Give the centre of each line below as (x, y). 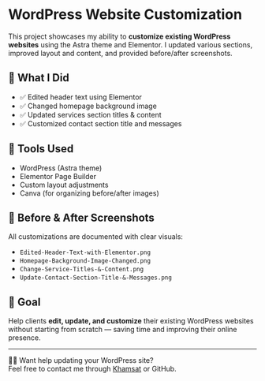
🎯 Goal (24, 302)
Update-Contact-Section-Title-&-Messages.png (95, 278)
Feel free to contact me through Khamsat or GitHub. (92, 369)
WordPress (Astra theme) (61, 168)
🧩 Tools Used (41, 149)
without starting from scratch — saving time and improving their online (123, 330)
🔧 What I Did (39, 78)
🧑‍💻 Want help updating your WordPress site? (81, 360)
